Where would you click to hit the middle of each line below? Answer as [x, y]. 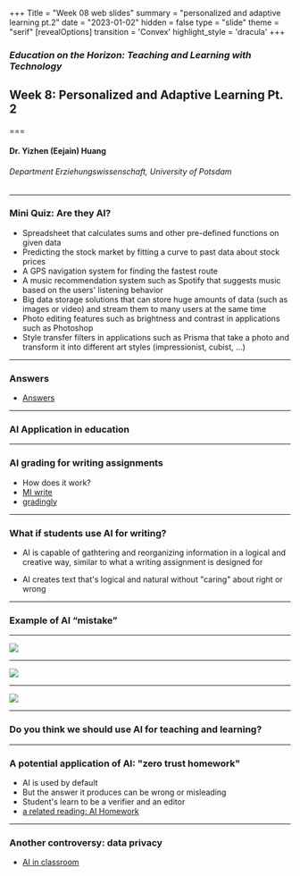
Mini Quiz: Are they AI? [60, 214]
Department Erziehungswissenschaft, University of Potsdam [121, 171]
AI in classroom [50, 863]
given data [42, 242]
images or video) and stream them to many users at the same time [144, 308]
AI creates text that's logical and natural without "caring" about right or [152, 579]
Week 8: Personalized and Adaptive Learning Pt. [146, 95]
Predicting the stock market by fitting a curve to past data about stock [151, 252]
